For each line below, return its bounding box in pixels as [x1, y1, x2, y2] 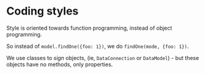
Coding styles [6, 4, 79, 18]
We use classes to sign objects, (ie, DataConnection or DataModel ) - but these [6, 54, 199, 61]
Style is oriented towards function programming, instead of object [6, 24, 173, 32]
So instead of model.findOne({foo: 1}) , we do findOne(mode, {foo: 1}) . [6, 42, 189, 50]
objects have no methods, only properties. [6, 61, 113, 68]
